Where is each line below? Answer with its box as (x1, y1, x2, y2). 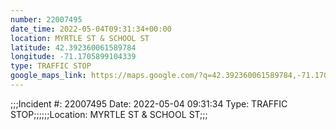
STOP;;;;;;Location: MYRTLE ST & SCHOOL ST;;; (10, 108, 208, 120)
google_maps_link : (10, 71, 87, 81)
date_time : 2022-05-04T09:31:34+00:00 (10, 24, 172, 34)
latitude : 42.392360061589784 (10, 42, 137, 53)
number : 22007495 (10, 14, 83, 25)
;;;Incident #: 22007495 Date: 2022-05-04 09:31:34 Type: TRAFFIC (10, 97, 288, 110)
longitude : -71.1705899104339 (10, 52, 137, 62)
